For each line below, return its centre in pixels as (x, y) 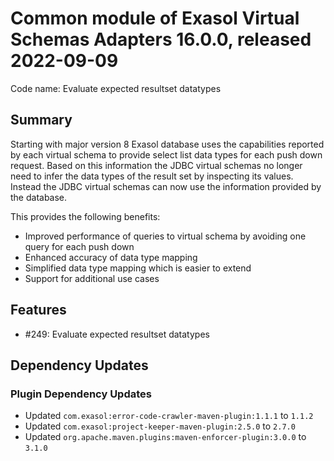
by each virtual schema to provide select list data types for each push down (166, 154)
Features (38, 310)
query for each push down (79, 246)
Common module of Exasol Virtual (155, 18)
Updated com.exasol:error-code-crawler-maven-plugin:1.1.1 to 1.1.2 (169, 416)
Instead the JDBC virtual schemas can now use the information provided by (166, 186)
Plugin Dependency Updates (81, 394)
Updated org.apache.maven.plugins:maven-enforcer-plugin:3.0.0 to (165, 437)
